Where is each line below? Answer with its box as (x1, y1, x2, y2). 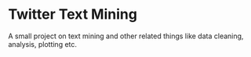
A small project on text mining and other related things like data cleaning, (8, 31, 244, 41)
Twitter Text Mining (8, 5, 137, 23)
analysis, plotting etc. (8, 39, 77, 48)
